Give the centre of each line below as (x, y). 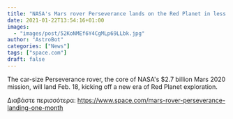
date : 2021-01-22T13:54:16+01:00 (56, 20)
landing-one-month (35, 107)
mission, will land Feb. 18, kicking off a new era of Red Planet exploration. (112, 86)
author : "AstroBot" (36, 40)
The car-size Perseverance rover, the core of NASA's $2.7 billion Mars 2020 (116, 79)
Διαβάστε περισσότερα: (42, 100)
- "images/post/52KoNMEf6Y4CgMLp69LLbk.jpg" (79, 33)
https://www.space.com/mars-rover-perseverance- (151, 100)
